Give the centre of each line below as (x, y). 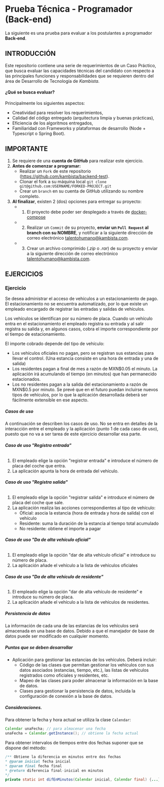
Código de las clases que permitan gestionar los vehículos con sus (87, 665)
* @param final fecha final (34, 766)
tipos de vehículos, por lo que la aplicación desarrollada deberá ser (80, 395)
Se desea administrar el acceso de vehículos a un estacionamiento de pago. (82, 299)
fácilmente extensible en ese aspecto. (50, 400)
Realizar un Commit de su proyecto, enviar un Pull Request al (88, 227)
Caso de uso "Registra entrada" (38, 445)
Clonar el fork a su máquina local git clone (63, 181)
